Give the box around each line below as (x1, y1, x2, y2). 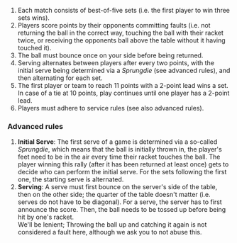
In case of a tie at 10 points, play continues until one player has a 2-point (17, 89, 230, 97)
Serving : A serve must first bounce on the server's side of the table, (17, 183, 218, 191)
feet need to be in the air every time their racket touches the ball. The (17, 152, 221, 162)
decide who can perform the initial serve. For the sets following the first (17, 168, 227, 176)
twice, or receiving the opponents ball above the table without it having (17, 36, 226, 45)
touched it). (17, 44, 52, 52)
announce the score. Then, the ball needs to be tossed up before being (17, 205, 226, 214)
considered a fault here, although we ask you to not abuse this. (17, 228, 202, 237)
